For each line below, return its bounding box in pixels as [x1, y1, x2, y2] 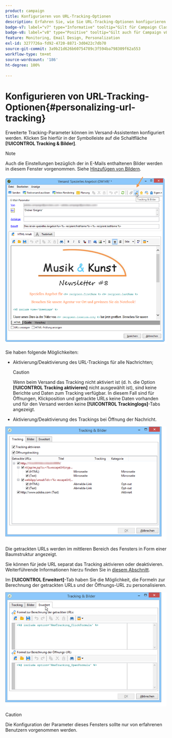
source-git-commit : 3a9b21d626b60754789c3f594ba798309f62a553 [5, 46, 141, 51]
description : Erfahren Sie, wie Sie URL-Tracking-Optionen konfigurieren [5, 19, 166, 24]
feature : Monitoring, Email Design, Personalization [5, 35, 120, 41]
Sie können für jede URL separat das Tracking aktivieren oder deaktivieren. [5, 561, 164, 567]
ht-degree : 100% [5, 62, 40, 68]
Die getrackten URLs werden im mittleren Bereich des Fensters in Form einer [5, 545, 167, 552]
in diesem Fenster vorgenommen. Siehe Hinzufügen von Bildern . [5, 166, 142, 172]
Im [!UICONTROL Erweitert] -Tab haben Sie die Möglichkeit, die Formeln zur [5, 576, 165, 583]
